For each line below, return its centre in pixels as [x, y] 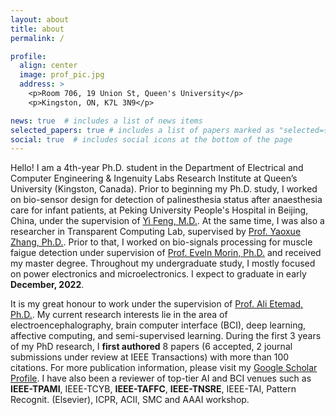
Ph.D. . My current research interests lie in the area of [119, 315]
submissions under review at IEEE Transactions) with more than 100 [150, 357]
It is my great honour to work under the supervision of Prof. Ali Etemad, [157, 304]
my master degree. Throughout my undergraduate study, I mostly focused [163, 263]
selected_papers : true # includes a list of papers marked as [142, 130]
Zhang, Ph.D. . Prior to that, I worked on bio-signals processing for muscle [161, 242]
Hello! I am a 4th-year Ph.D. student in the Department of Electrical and [157, 168]
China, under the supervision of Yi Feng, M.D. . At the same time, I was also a [167, 221]
